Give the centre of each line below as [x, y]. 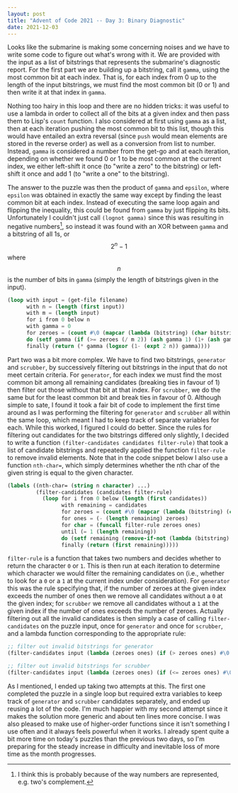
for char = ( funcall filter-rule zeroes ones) [131, 525]
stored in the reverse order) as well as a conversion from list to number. [112, 144]
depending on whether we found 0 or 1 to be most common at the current [114, 159]
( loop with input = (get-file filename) [68, 300]
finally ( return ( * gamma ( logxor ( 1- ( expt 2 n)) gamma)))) [118, 346]
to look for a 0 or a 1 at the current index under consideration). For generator [119, 581]
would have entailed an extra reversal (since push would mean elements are [118, 136]
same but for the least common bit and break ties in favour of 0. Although [114, 397]
